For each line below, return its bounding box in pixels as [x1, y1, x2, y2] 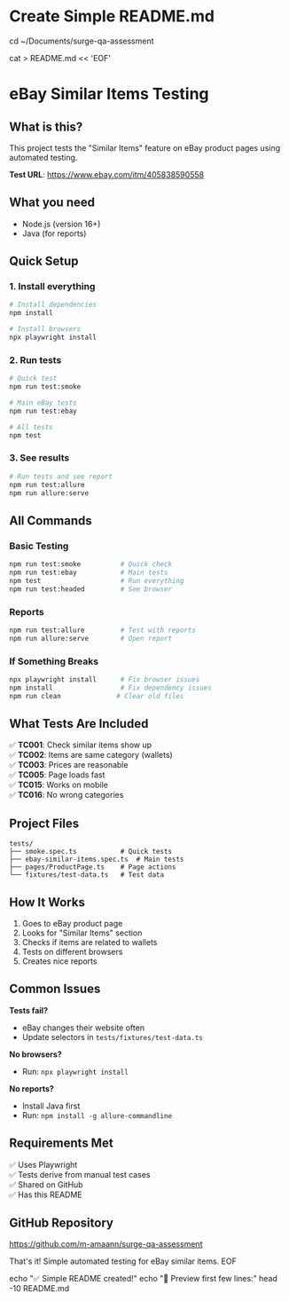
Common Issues [9, 982, 101, 997]
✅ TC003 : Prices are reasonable [9, 760, 129, 770]
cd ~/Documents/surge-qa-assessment [9, 35, 154, 46]
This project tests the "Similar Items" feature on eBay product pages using [9, 142, 281, 153]
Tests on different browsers [21, 947, 123, 957]
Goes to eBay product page [21, 919, 123, 928]
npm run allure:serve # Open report [9, 634, 173, 643]
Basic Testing [9, 540, 69, 552]
